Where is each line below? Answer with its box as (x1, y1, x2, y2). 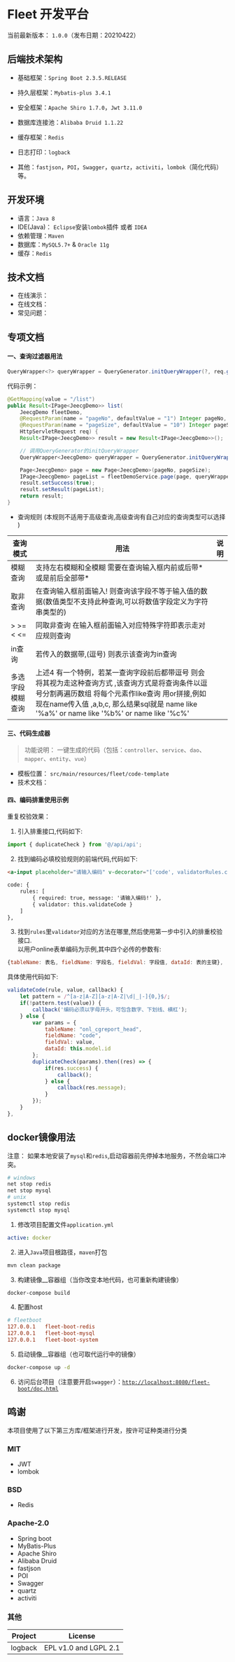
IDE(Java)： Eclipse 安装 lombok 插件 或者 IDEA (17, 222, 148, 231)
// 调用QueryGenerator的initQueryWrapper (20, 447, 139, 454)
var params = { (32, 1019, 77, 1026)
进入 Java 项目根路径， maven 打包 (17, 1248, 108, 1256)
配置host (17, 1303, 43, 1311)
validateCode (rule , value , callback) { (7, 987, 124, 994)
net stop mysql (7, 1187, 52, 1195)
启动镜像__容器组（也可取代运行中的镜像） (17, 1349, 140, 1358)
